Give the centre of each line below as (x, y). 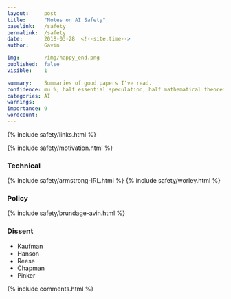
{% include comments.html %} (51, 289)
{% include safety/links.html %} (52, 134)
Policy (18, 199)
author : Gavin (33, 45)
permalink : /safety (37, 33)
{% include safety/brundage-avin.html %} (66, 213)
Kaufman (30, 246)
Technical (24, 166)
